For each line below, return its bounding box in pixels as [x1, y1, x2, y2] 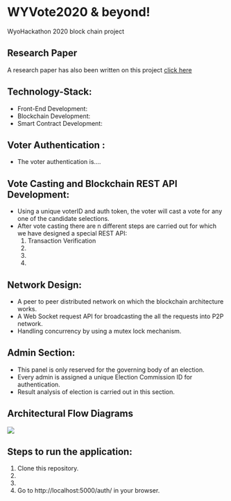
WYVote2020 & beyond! [7, 4, 151, 20]
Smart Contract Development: [17, 119, 103, 127]
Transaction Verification [27, 237, 96, 245]
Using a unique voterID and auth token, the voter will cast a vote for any [17, 207, 223, 215]
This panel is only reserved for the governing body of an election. [17, 366, 205, 374]
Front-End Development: [17, 104, 88, 113]
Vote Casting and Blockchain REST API [7, 178, 178, 190]
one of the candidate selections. [17, 215, 110, 223]
